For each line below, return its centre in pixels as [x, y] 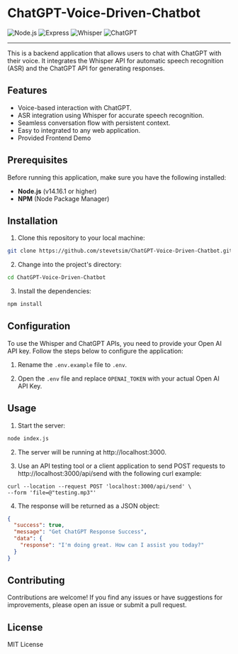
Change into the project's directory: [69, 265]
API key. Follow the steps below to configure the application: [96, 351]
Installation [33, 220]
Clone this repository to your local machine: [81, 238]
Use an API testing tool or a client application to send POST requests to [121, 466]
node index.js [28, 438]
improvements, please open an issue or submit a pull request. [97, 605]
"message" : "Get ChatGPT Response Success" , [80, 532]
